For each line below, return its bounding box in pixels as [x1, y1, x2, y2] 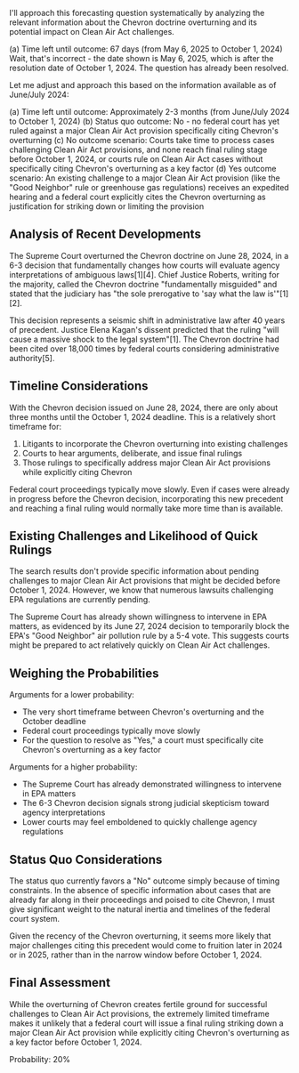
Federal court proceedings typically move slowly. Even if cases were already [9, 484, 290, 495]
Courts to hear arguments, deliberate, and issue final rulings [21, 448, 243, 458]
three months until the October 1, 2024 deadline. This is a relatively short [9, 411, 276, 422]
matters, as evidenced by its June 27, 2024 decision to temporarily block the [9, 621, 290, 632]
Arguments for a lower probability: [9, 690, 135, 700]
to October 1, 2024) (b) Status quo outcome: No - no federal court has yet [9, 116, 280, 126]
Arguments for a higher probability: [9, 762, 138, 772]
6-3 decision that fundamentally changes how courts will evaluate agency [9, 260, 280, 270]
